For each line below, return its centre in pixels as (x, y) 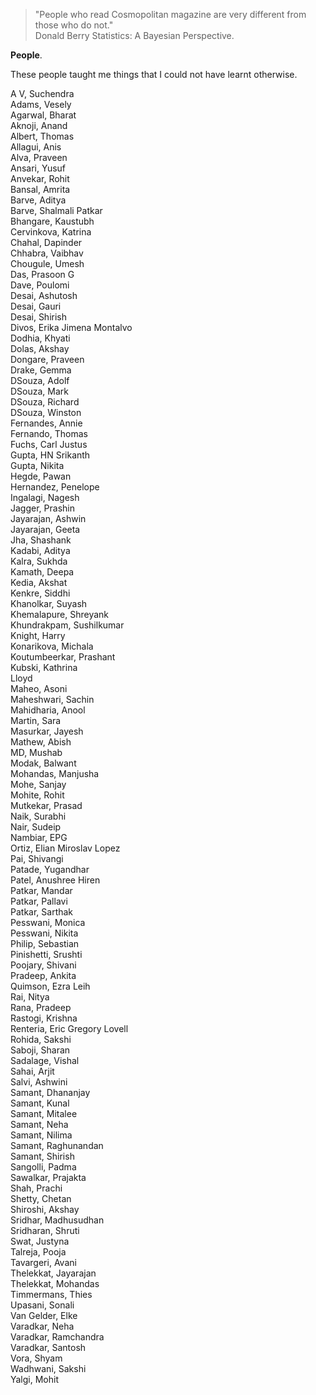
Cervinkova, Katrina (51, 232)
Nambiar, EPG (39, 837)
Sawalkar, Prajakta (48, 1177)
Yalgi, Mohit (34, 1379)
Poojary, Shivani (43, 965)
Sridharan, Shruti (45, 1230)
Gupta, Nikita (37, 465)
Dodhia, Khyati (40, 338)
